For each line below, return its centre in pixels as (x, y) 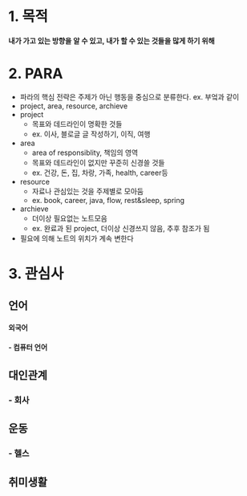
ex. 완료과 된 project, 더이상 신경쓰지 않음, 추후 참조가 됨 (121, 228)
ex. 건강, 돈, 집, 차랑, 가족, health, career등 (100, 173)
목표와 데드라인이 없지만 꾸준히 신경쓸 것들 (99, 162)
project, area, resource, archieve (74, 106)
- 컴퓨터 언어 (28, 348)
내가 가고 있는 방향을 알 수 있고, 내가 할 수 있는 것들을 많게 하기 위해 (111, 40)
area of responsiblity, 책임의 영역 (85, 152)
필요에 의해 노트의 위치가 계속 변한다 (77, 238)
